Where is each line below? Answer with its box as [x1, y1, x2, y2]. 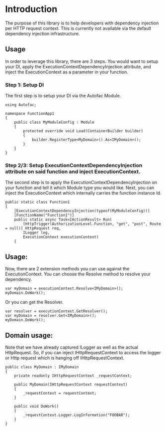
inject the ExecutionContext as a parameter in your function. [5, 69, 128, 75]
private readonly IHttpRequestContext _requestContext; [14, 373, 133, 378]
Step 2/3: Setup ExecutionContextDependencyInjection [5, 162, 143, 169]
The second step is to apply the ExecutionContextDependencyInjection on [5, 180, 158, 186]
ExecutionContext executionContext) [23, 234, 99, 240]
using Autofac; [5, 102, 37, 108]
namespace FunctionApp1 [5, 111, 55, 116]
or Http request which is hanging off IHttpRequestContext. [5, 355, 125, 361]
